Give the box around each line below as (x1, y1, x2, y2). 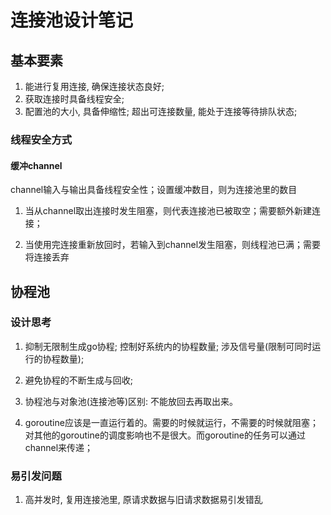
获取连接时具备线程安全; (24, 93, 125, 105)
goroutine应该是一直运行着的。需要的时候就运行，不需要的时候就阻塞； (24, 416, 319, 428)
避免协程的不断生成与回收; (24, 374, 134, 386)
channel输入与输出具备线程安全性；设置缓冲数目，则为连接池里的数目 (10, 184, 298, 196)
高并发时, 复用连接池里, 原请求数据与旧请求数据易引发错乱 (24, 494, 263, 506)
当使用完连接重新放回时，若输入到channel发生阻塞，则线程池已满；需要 (24, 239, 322, 251)
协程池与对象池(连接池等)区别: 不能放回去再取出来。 (24, 395, 238, 407)
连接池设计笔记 (10, 9, 134, 32)
